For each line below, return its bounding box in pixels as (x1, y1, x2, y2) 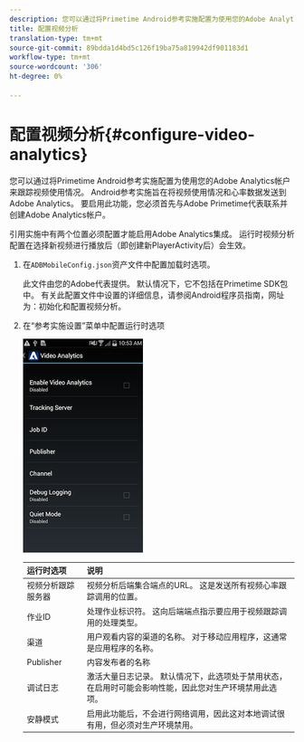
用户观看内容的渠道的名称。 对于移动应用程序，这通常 (86, 631, 288, 642)
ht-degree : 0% (9, 72, 63, 81)
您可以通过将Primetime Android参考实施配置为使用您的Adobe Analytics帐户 (9, 175, 291, 185)
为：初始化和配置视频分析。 (22, 300, 127, 311)
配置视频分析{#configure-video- (9, 124, 255, 145)
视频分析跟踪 (26, 580, 75, 591)
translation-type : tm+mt (9, 33, 103, 43)
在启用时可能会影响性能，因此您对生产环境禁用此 (86, 682, 270, 693)
